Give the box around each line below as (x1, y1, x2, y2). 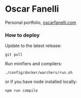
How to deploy (5, 32, 40, 39)
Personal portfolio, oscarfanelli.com (5, 20, 76, 25)
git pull (5, 52, 23, 57)
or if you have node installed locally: (5, 79, 77, 85)
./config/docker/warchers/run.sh (5, 70, 73, 75)
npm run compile (5, 88, 38, 93)
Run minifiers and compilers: (5, 61, 62, 67)
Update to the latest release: (5, 43, 62, 49)
